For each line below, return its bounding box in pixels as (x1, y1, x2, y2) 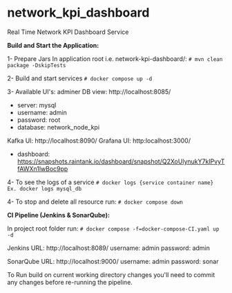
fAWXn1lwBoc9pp (17, 164, 68, 172)
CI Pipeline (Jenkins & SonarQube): (7, 211, 110, 219)
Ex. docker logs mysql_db (7, 185, 81, 192)
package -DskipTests (7, 62, 67, 69)
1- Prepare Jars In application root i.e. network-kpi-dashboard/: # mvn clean (7, 54, 223, 63)
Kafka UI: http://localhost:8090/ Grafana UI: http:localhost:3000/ (7, 136, 191, 145)
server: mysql (17, 100, 57, 109)
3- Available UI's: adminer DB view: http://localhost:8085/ (7, 87, 171, 96)
